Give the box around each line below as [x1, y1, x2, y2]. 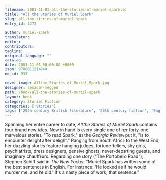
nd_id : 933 [5, 71, 28, 77]
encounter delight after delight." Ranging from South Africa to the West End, [5, 137, 160, 144]
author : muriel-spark [5, 30, 50, 35]
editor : [5, 39, 21, 45]
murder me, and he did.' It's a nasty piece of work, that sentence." [5, 169, 140, 175]
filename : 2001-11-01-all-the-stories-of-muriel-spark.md [5, 7, 127, 12]
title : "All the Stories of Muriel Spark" [5, 12, 94, 17]
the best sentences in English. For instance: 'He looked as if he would [5, 164, 147, 170]
